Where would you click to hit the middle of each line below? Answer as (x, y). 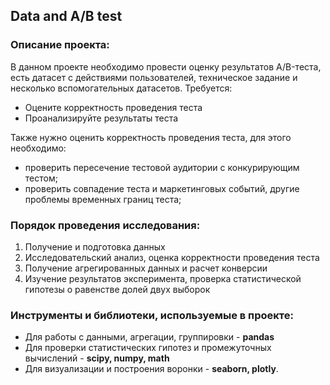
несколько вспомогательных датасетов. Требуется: (121, 88)
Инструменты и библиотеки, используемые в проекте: (152, 315)
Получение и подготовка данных (95, 246)
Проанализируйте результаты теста (101, 118)
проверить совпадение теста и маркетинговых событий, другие (162, 188)
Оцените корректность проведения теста (113, 107)
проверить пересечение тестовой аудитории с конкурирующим (162, 167)
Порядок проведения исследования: (105, 225)
